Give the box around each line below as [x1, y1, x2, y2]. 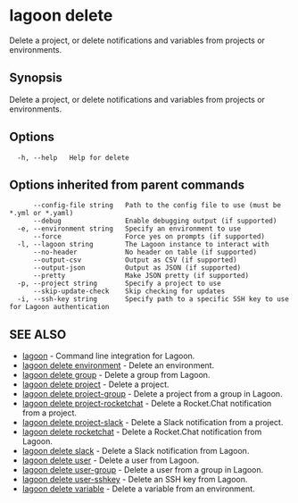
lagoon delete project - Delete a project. [21, 379, 170, 390]
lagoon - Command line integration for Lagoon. [21, 350, 195, 362]
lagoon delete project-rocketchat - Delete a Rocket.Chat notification [21, 398, 272, 409]
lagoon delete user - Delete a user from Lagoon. [21, 455, 200, 465]
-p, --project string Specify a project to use [17, 279, 221, 289]
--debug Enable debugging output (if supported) [32, 216, 277, 226]
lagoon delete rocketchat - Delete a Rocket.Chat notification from [21, 426, 262, 438]
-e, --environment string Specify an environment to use [17, 224, 242, 233]
